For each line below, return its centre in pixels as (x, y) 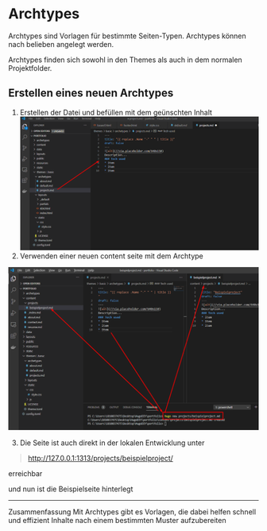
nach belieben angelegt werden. (61, 44)
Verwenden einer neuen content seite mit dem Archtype (112, 256)
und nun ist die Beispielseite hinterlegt (71, 489)
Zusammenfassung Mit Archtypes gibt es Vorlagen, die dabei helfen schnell (132, 512)
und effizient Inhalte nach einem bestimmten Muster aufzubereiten (117, 521)
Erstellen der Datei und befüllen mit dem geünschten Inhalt (116, 112)
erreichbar (25, 474)
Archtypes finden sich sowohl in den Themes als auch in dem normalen (125, 60)
